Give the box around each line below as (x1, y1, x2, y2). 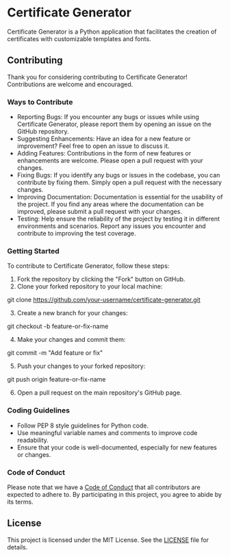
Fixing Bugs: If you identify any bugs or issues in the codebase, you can (16, 171, 220, 180)
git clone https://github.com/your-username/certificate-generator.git (7, 296, 201, 304)
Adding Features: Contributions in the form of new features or (16, 149, 192, 158)
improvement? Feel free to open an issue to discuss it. (16, 142, 170, 150)
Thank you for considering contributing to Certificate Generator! (7, 73, 188, 81)
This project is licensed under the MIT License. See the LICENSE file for (7, 536, 209, 544)
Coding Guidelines (7, 406, 71, 415)
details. (7, 543, 28, 551)
